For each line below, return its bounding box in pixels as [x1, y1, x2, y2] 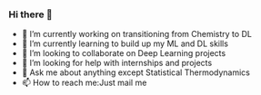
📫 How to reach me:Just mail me [21, 77, 147, 89]
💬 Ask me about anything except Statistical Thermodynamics [21, 67, 251, 78]
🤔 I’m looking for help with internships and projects [21, 58, 213, 69]
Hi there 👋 [8, 8, 54, 21]
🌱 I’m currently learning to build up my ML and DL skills [21, 38, 229, 49]
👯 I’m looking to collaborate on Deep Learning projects [21, 48, 226, 59]
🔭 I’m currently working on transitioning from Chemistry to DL [21, 29, 252, 40]
